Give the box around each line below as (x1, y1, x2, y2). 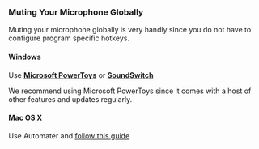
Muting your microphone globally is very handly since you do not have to (8, 25, 252, 35)
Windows (8, 52, 41, 62)
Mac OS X (8, 113, 43, 123)
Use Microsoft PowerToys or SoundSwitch (8, 70, 154, 79)
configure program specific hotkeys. (8, 33, 129, 43)
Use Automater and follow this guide (8, 130, 130, 140)
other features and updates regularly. (8, 94, 133, 104)
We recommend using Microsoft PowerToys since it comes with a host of (8, 86, 252, 96)
